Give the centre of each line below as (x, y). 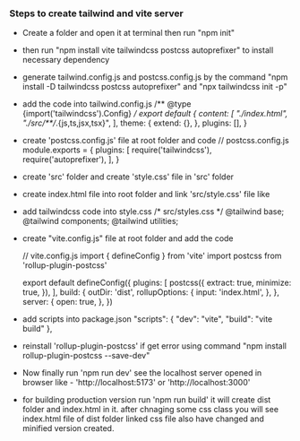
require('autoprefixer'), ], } (71, 160)
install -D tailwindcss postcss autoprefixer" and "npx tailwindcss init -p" (155, 87)
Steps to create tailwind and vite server (96, 13)
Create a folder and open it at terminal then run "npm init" (129, 33)
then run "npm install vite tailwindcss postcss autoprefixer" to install (148, 50)
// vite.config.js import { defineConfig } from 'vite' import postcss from (152, 256)
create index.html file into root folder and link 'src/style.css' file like (146, 195)
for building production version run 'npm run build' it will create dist (146, 400)
